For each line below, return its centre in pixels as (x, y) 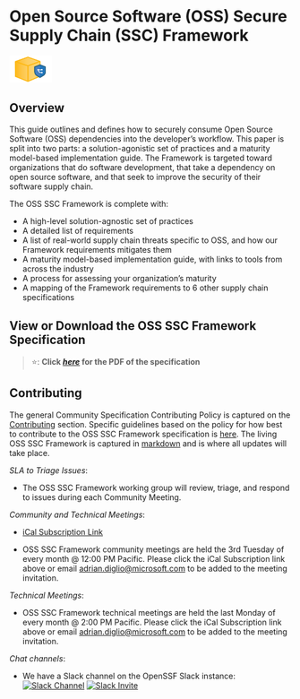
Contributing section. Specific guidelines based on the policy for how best (146, 424)
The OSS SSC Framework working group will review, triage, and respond (156, 488)
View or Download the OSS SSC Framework (133, 326)
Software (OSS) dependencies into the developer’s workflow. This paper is (147, 139)
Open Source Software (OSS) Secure (149, 17)
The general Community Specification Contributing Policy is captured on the (150, 415)
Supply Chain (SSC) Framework (129, 35)
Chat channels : (37, 658)
